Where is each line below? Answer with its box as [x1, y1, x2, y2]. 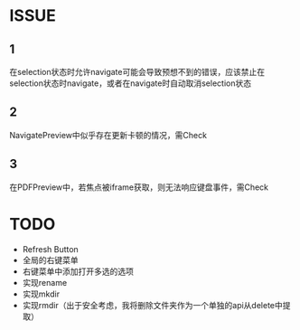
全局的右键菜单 [22, 254, 79, 265]
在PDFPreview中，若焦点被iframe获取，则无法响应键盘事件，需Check [9, 182, 269, 193]
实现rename [22, 277, 68, 288]
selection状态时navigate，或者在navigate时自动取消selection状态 [9, 78, 251, 89]
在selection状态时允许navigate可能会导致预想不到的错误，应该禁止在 [9, 67, 265, 77]
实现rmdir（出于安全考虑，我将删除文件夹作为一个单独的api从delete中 [22, 299, 283, 310]
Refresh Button [22, 243, 79, 254]
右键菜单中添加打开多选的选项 [22, 266, 134, 277]
